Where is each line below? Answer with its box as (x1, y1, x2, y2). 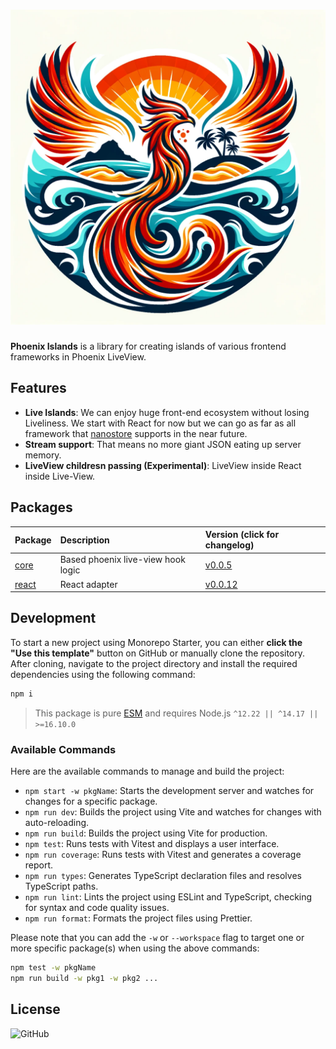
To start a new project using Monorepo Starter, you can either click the (10, 636, 303, 648)
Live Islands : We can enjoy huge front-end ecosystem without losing (24, 406, 310, 418)
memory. (24, 449, 62, 461)
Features (10, 380, 67, 397)
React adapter (59, 578, 118, 590)
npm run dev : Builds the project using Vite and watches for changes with (24, 806, 322, 818)
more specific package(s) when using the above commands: (10, 942, 260, 954)
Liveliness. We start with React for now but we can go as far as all (24, 417, 297, 429)
